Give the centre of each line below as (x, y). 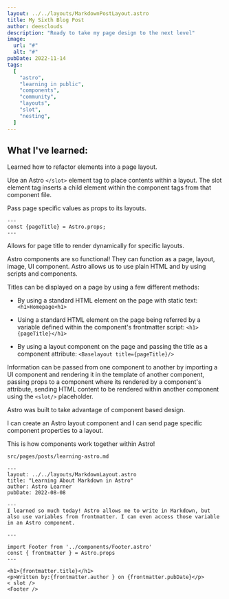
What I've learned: (47, 150)
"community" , (38, 97)
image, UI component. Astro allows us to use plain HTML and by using (107, 267)
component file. (30, 195)
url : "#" (26, 45)
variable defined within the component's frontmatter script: (101, 327)
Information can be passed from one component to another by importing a (112, 367)
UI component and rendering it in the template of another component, (106, 375)
